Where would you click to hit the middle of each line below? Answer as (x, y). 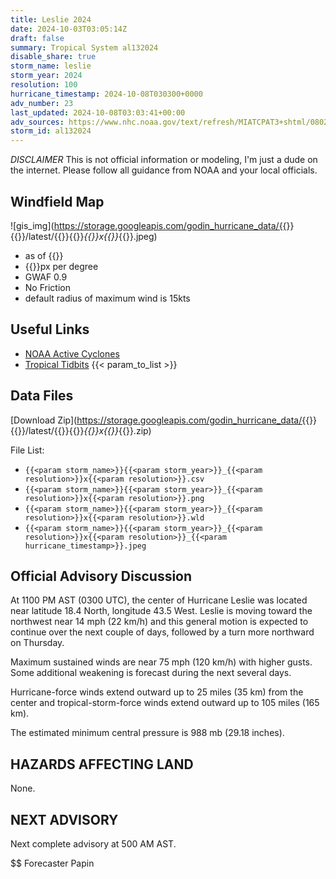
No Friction (47, 287)
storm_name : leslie (51, 66)
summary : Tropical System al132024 (84, 47)
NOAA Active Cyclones (72, 353)
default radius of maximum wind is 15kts (107, 298)
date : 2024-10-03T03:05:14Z (69, 29)
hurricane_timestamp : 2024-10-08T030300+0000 (106, 94)
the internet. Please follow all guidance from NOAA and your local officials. (164, 170)
